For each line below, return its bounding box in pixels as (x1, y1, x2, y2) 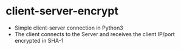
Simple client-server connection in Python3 (14, 24, 123, 31)
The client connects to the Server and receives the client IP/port (14, 30, 176, 37)
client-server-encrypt (5, 4, 119, 18)
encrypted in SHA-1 (14, 37, 64, 44)
